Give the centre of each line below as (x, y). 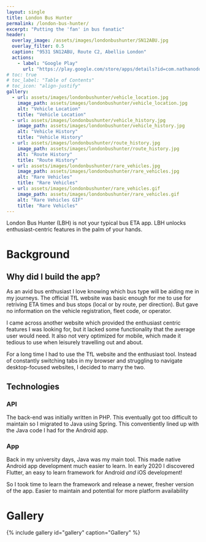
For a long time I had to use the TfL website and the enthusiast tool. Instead (102, 354)
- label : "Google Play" (48, 63)
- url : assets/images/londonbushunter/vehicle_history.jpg (89, 120)
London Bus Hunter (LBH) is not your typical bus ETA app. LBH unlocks (96, 223)
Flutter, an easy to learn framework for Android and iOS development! (94, 473)
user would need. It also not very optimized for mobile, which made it (94, 336)
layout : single (26, 12)
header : (16, 35)
